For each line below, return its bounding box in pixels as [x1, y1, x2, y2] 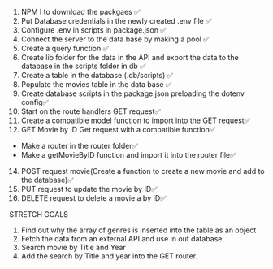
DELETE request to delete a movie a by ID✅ [20, 193, 167, 202]
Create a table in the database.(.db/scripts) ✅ [20, 71, 174, 80]
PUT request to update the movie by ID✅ [20, 184, 158, 193]
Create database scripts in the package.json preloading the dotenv [20, 89, 245, 98]
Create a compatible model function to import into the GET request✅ [20, 115, 251, 125]
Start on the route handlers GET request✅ [20, 106, 162, 116]
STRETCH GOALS [9, 210, 68, 219]
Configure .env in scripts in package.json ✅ [20, 25, 167, 35]
